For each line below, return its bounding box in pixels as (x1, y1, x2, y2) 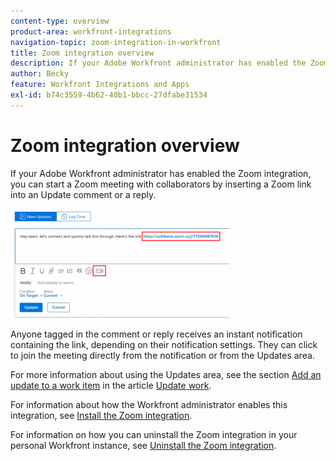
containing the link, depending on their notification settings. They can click (10, 338, 318, 350)
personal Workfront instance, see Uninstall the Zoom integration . (10, 439, 277, 451)
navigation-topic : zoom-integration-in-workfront (10, 37, 222, 47)
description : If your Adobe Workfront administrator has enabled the (10, 58, 307, 69)
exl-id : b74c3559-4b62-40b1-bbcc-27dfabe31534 (10, 90, 208, 100)
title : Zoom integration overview (10, 48, 155, 58)
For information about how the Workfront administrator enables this (10, 398, 288, 410)
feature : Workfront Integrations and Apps (10, 80, 190, 90)
